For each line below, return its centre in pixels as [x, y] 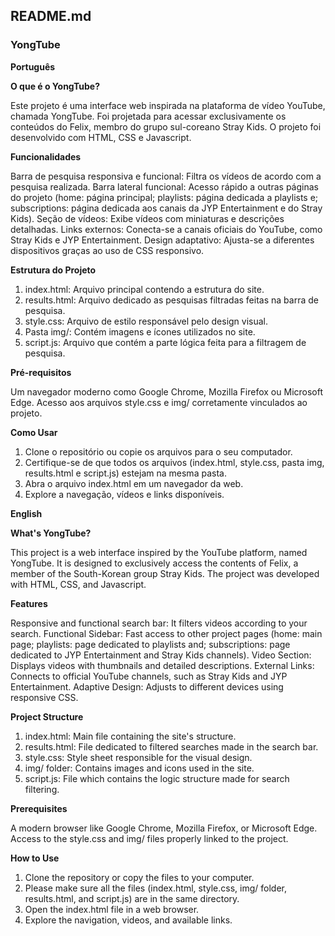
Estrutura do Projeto [53, 270]
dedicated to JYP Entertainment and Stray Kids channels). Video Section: [161, 655]
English [26, 513]
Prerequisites [39, 808]
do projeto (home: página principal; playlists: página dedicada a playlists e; [164, 197]
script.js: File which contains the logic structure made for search [157, 778]
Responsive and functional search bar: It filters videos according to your [159, 623]
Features [29, 603]
